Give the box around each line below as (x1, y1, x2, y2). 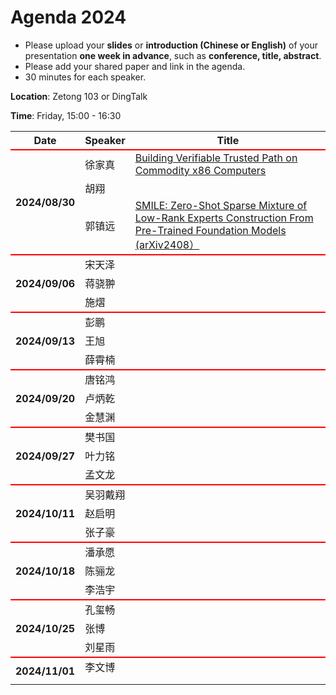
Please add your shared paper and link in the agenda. (24, 60, 246, 72)
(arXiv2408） (134, 237, 200, 251)
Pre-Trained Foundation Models (134, 223, 287, 237)
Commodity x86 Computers (134, 163, 267, 177)
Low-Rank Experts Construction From (134, 211, 314, 225)
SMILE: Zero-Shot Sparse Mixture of (134, 198, 308, 212)
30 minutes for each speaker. (24, 71, 147, 83)
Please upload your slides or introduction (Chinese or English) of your (24, 39, 319, 51)
